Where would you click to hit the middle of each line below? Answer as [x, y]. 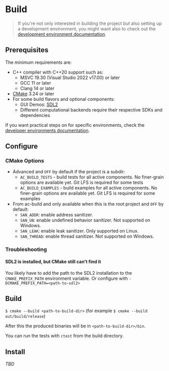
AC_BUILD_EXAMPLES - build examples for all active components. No [89, 188]
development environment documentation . [62, 34]
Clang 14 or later [37, 88]
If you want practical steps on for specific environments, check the [75, 125]
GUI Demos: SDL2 [39, 104]
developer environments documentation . [48, 130]
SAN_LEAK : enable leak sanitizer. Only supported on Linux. [79, 231]
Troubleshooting [26, 249]
